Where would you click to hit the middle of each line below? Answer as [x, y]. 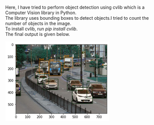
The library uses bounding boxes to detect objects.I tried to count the [77, 18]
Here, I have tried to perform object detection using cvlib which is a [75, 7]
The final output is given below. [38, 34]
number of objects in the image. [38, 23]
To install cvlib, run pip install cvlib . [42, 29]
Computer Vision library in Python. [41, 13]
